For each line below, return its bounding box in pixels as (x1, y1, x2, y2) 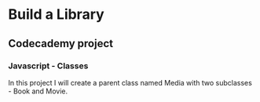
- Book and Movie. (8, 86, 68, 96)
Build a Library (8, 5, 104, 24)
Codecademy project (8, 37, 114, 50)
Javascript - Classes (8, 60, 89, 71)
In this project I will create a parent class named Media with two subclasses (8, 78, 253, 87)
